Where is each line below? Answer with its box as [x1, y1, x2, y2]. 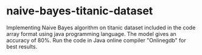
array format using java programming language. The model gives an [6, 30, 176, 37]
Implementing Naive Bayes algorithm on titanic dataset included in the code [6, 24, 196, 31]
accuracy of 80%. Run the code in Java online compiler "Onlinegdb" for [6, 36, 187, 44]
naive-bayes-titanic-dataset [6, 4, 153, 18]
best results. [6, 43, 38, 50]
